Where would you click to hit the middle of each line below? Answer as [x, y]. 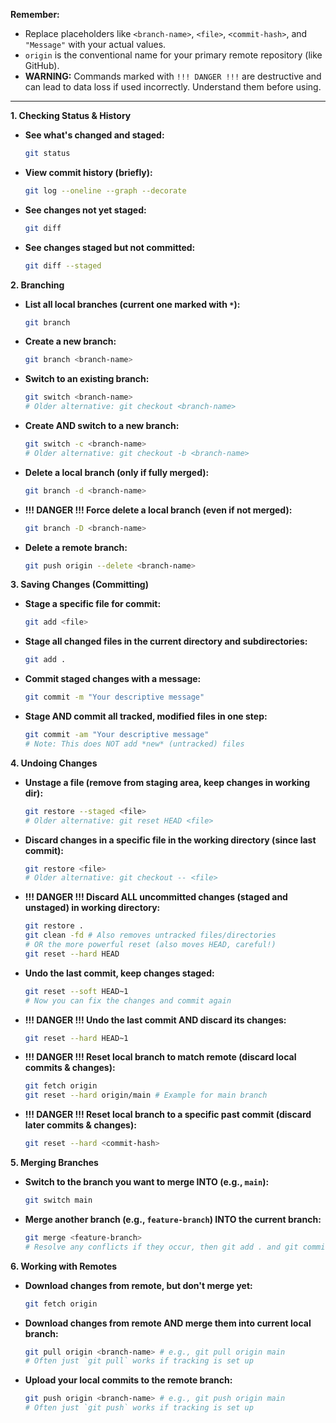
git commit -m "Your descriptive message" [114, 697]
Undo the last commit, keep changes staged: [119, 973]
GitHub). [42, 65]
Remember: [35, 14]
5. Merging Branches [54, 1162]
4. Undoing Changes [54, 763]
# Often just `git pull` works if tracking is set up [139, 1361]
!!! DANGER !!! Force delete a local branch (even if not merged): [158, 510]
